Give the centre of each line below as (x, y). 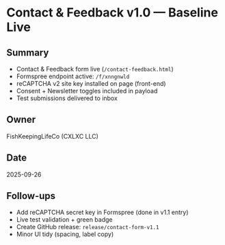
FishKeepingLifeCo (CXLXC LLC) (52, 136)
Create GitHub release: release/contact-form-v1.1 (88, 227)
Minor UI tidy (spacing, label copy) (65, 234)
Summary (28, 52)
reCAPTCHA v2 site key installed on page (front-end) (91, 83)
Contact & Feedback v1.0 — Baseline (112, 13)
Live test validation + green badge (65, 220)
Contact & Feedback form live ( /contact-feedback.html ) (95, 69)
